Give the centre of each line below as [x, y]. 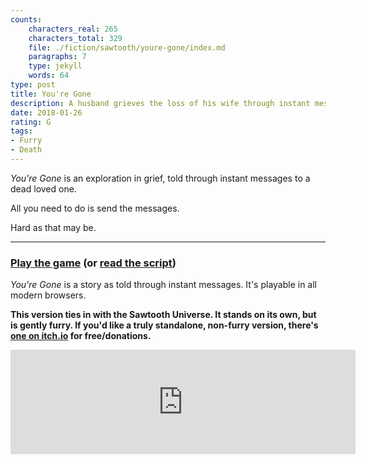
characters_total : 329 [75, 38]
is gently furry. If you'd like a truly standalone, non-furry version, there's [164, 325]
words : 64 [49, 76]
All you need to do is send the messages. [95, 208]
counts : [26, 19]
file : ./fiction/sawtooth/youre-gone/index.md [127, 47]
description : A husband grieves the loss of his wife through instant [160, 103]
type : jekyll [55, 66]
